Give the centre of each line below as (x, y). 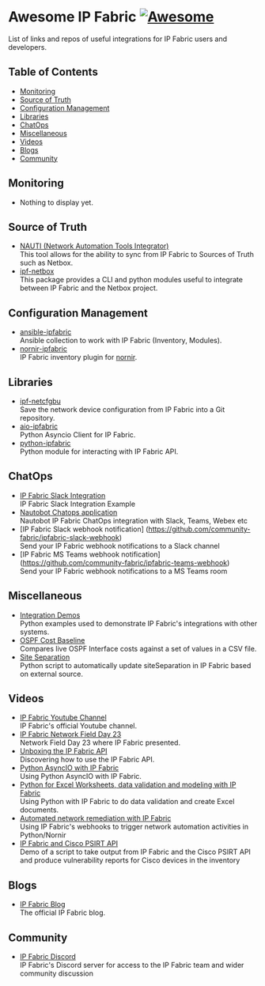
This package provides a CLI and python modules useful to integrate (131, 280)
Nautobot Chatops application (68, 512)
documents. (39, 810)
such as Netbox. (46, 263)
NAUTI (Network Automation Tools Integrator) (94, 246)
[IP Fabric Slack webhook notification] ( (84, 529)
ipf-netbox (37, 271)
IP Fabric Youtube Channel (63, 718)
